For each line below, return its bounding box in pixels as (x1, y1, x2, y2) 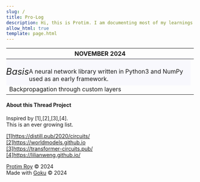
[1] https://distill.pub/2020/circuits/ (6, 132, 90, 139)
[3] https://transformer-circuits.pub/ (6, 145, 93, 152)
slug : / (6, 8, 26, 15)
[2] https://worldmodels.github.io (6, 139, 86, 146)
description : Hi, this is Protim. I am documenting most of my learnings (6, 20, 193, 25)
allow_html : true (6, 25, 49, 31)
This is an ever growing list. (6, 121, 73, 128)
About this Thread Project (6, 101, 71, 108)
